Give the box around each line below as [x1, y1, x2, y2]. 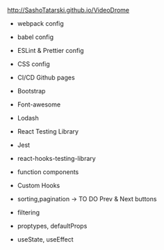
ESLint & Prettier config [17, 47, 85, 54]
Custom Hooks [17, 181, 60, 189]
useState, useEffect [17, 235, 74, 243]
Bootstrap [17, 87, 46, 95]
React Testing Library [17, 127, 79, 135]
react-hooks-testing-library [17, 155, 96, 162]
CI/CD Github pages [17, 73, 75, 81]
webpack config [17, 19, 64, 27]
